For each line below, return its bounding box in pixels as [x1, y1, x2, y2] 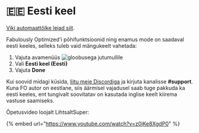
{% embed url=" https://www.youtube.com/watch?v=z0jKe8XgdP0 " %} [6, 120, 181, 127]
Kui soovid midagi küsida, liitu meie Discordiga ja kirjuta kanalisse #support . [6, 78, 194, 85]
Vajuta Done [14, 66, 46, 73]
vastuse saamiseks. [6, 97, 55, 104]
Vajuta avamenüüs [14, 54, 61, 61]
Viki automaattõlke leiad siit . [6, 24, 75, 31]
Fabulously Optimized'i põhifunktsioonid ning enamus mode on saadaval [6, 36, 185, 43]
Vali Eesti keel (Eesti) [14, 60, 68, 67]
